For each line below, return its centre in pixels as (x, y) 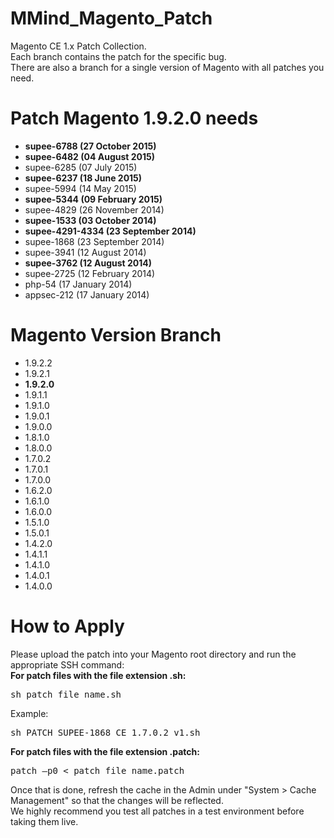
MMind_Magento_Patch (111, 18)
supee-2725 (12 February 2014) (90, 273)
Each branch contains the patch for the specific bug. (118, 56)
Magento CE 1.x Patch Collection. (78, 46)
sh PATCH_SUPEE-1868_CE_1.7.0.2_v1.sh (105, 732)
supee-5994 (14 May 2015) (80, 188)
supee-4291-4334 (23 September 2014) (110, 231)
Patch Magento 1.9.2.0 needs (134, 118)
